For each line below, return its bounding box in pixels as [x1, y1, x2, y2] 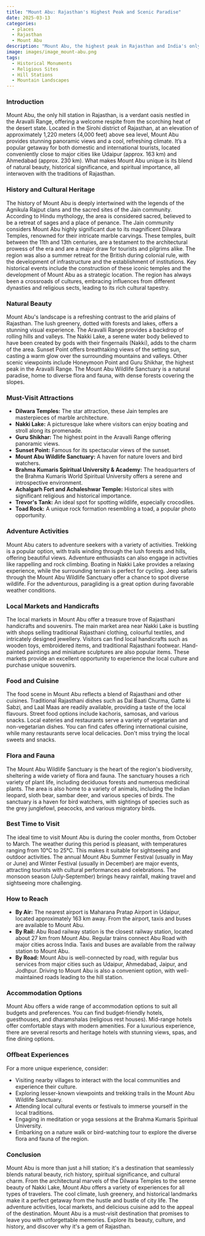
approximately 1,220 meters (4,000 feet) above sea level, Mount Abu [6, 131, 179, 138]
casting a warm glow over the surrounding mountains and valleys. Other [6, 352, 188, 360]
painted [6, 648, 26, 656]
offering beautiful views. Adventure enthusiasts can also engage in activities [6, 554, 198, 561]
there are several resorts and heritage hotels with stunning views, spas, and [6, 1029, 197, 1036]
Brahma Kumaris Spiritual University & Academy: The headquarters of [15, 466, 196, 474]
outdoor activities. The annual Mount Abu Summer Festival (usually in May [6, 853, 193, 860]
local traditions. [15, 1109, 54, 1116]
